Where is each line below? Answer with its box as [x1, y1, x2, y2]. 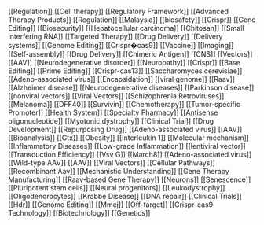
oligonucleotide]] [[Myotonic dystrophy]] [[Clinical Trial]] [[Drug [8, 116, 214, 125]
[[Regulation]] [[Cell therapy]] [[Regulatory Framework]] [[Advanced [8, 7, 229, 16]
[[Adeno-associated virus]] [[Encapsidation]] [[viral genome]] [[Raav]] [8, 75, 236, 83]
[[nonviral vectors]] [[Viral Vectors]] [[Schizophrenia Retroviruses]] [8, 91, 225, 101]
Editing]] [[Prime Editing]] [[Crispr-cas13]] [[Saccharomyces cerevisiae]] [8, 66, 243, 76]
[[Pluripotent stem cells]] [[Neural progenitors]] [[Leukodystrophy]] [8, 183, 225, 192]
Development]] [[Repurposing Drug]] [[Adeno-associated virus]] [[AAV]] [8, 125, 243, 134]
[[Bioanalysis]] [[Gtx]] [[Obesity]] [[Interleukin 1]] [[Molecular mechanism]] [8, 133, 250, 142]
